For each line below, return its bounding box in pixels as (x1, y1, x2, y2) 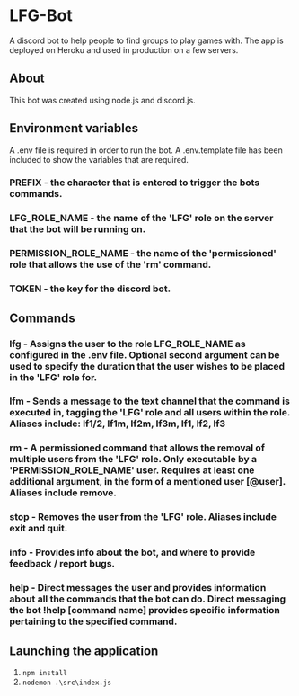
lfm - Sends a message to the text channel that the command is (9, 395, 290, 407)
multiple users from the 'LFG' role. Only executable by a (9, 453, 258, 466)
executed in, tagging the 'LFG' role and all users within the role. (9, 406, 290, 419)
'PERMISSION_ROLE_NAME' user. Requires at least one (9, 464, 255, 477)
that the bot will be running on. (9, 223, 146, 236)
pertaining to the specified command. (9, 615, 178, 628)
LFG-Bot (9, 5, 74, 26)
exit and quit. (9, 522, 68, 535)
